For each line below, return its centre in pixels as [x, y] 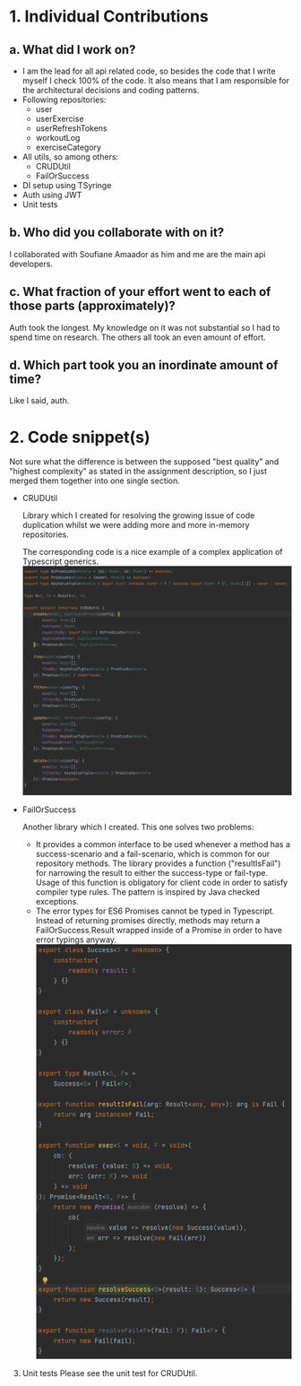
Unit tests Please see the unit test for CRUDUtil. [110, 1373]
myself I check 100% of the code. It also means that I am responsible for [155, 81]
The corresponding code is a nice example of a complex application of [152, 552]
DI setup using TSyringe [67, 185]
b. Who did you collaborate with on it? [117, 233]
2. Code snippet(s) [80, 437]
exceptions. [57, 901]
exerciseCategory [68, 147]
